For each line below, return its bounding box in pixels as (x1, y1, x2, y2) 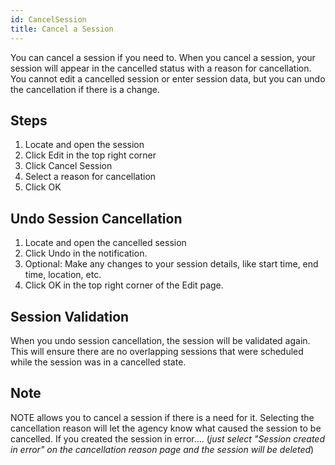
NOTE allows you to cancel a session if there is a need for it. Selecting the (10, 411, 315, 423)
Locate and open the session (24, 139, 145, 151)
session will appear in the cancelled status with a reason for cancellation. (10, 62, 312, 74)
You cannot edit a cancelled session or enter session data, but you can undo (10, 72, 326, 85)
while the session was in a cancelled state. (10, 356, 187, 368)
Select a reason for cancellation (24, 171, 157, 183)
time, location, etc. (24, 269, 102, 281)
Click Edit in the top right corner (24, 149, 157, 161)
